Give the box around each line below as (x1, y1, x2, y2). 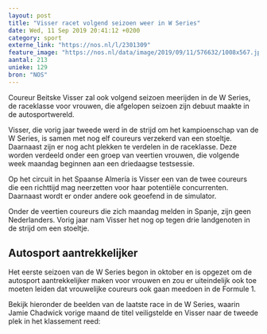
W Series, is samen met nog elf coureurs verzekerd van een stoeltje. (8, 133, 232, 143)
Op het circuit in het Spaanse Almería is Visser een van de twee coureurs (8, 174, 248, 184)
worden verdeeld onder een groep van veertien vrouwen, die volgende (8, 150, 240, 160)
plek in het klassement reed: (8, 317, 101, 326)
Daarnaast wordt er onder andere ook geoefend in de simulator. (8, 191, 217, 200)
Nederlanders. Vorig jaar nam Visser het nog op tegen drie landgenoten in (8, 215, 250, 224)
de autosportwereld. (8, 109, 75, 119)
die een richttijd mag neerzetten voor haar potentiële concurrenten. (8, 182, 229, 192)
